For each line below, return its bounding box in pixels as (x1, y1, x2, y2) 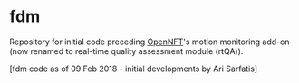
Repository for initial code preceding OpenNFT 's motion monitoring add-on (9, 36, 290, 47)
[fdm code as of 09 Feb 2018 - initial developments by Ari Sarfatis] (9, 63, 258, 74)
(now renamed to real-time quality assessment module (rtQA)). (9, 45, 244, 56)
